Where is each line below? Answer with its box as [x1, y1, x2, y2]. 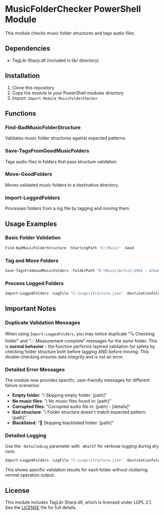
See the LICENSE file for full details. [5, 505, 77, 511]
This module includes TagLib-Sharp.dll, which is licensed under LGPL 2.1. [5, 499, 152, 505]
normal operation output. [5, 472, 55, 478]
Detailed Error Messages [5, 366, 65, 373]
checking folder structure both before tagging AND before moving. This [5, 349, 149, 354]
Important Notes [5, 304, 56, 313]
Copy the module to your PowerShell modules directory [12, 90, 124, 96]
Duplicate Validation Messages [5, 319, 81, 326]
